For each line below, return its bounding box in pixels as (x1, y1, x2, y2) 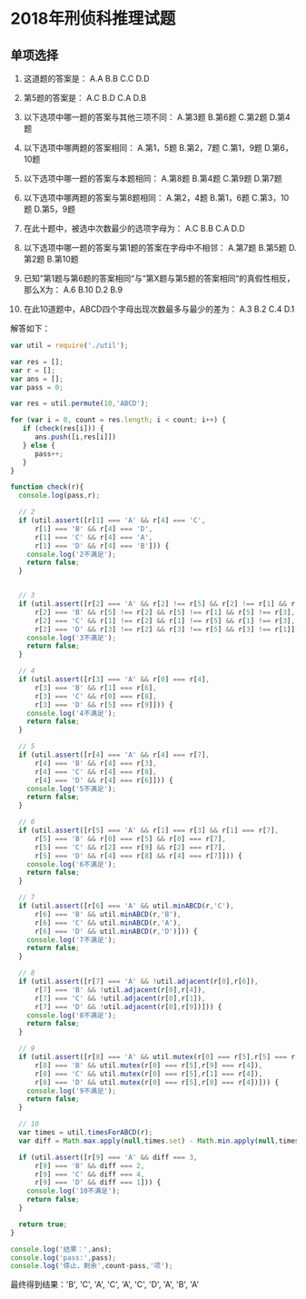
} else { (22, 441, 55, 450)
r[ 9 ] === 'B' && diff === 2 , (34, 1161, 145, 1170)
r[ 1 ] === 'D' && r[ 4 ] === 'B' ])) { (34, 541, 170, 550)
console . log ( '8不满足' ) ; (26, 1010, 117, 1020)
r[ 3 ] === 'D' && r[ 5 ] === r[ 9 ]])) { (34, 700, 173, 709)
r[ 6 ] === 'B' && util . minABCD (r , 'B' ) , (34, 909, 182, 918)
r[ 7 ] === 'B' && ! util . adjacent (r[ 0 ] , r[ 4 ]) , (34, 985, 206, 995)
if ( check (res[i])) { (22, 424, 104, 433)
